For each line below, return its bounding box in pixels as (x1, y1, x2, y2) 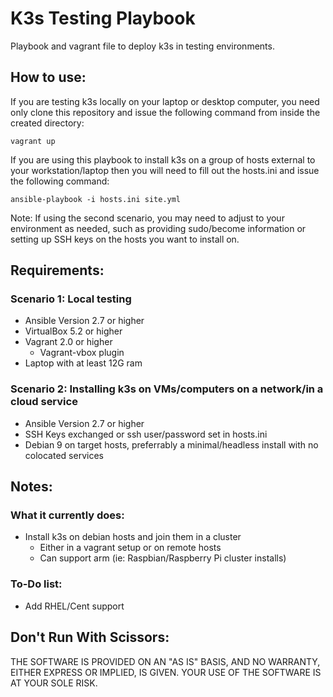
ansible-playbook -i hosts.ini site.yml (10, 194, 182, 204)
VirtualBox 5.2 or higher (24, 325, 123, 337)
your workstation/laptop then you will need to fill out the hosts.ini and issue (10, 164, 320, 176)
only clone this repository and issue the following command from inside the (10, 106, 321, 118)
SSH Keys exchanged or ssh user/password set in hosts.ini (24, 428, 268, 440)
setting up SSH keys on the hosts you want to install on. (10, 233, 240, 245)
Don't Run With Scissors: (10, 629, 170, 646)
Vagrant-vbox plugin (39, 347, 125, 359)
